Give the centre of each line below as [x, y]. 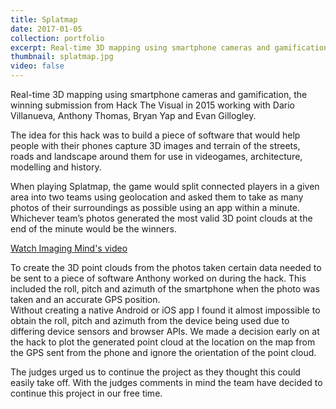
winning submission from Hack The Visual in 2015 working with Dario [152, 105]
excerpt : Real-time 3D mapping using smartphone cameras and [140, 47]
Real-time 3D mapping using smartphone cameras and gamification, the [159, 94]
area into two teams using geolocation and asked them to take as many [157, 197]
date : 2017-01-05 [46, 29]
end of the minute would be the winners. [93, 229]
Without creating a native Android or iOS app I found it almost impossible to [165, 310]
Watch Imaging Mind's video [69, 248]
